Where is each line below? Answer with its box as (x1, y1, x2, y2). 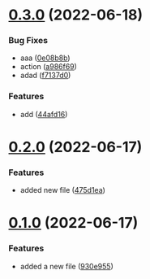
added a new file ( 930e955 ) (19, 261, 114, 271)
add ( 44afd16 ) (19, 109, 68, 119)
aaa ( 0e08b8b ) (19, 53, 71, 63)
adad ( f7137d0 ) (19, 71, 71, 81)
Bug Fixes (8, 35, 49, 46)
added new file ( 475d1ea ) (19, 185, 105, 195)
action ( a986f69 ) (19, 62, 77, 72)
